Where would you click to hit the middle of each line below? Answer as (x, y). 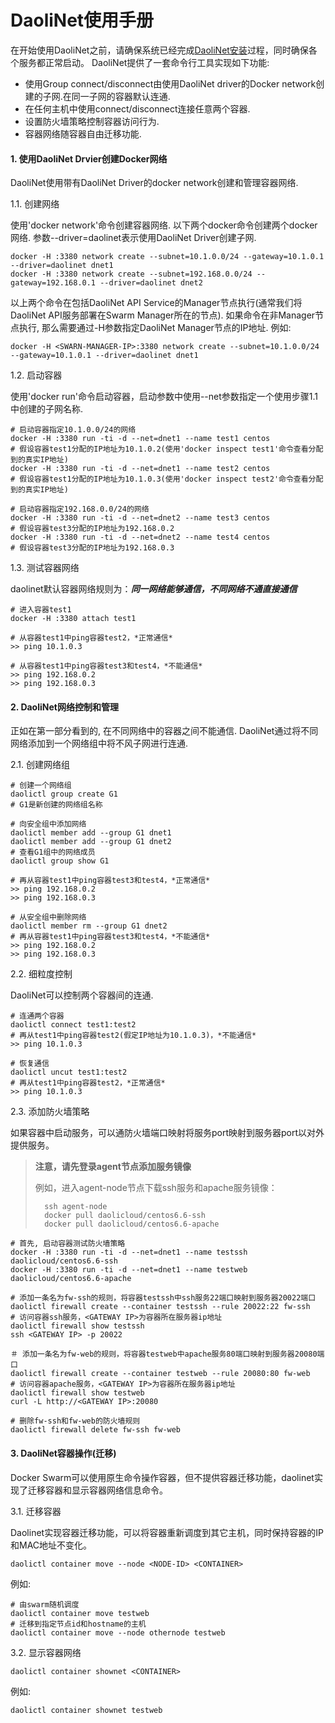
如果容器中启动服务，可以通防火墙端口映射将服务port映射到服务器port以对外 (167, 1133)
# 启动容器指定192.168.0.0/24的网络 (80, 509)
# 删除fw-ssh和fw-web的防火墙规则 (75, 1421)
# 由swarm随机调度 (45, 1604)
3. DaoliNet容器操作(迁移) (63, 1453)
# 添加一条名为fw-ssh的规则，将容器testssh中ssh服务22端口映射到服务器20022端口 (163, 1298)
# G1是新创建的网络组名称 (56, 805)
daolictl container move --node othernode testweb (118, 1632)
